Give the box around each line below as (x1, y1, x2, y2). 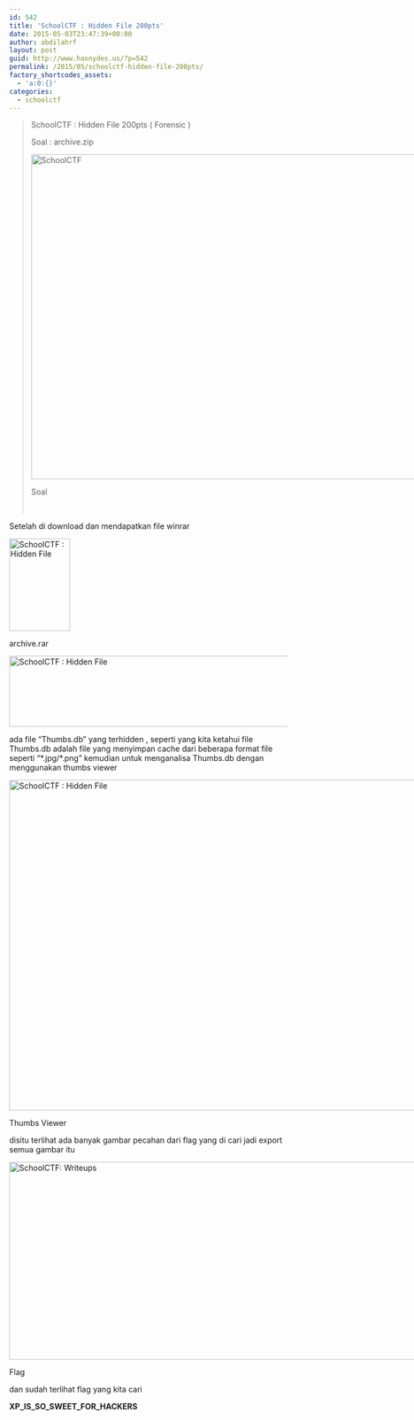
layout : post (9, 46, 57, 55)
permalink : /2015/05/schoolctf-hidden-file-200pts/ (9, 63, 203, 72)
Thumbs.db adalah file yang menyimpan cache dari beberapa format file (9, 743, 273, 754)
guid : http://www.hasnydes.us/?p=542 (9, 54, 149, 63)
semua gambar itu (9, 1145, 75, 1155)
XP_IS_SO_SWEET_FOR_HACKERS (9, 1401, 138, 1412)
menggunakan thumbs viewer (9, 763, 118, 773)
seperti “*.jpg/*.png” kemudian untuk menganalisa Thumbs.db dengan (9, 753, 264, 764)
